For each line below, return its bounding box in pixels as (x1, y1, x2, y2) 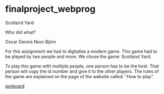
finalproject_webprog (5, 3, 96, 15)
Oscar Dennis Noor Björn (5, 38, 56, 45)
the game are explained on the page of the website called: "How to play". (5, 73, 155, 79)
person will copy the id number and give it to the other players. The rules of (5, 68, 159, 74)
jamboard (5, 83, 25, 89)
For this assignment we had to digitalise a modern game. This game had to (5, 48, 158, 54)
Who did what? (5, 29, 36, 35)
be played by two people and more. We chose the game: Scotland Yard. (5, 53, 152, 60)
